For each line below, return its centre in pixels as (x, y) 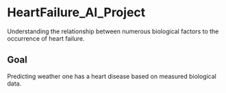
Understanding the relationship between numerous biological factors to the (113, 31)
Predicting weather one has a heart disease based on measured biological (112, 76)
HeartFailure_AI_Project (76, 13)
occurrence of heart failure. (46, 38)
